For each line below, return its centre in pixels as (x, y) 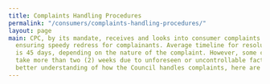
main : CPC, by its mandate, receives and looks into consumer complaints (135, 38)
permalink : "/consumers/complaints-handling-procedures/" (107, 23)
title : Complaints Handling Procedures (75, 16)
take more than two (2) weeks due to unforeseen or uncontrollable (131, 61)
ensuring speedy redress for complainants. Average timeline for (127, 46)
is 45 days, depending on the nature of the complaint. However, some (136, 53)
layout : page (30, 30)
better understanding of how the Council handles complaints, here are (138, 68)
